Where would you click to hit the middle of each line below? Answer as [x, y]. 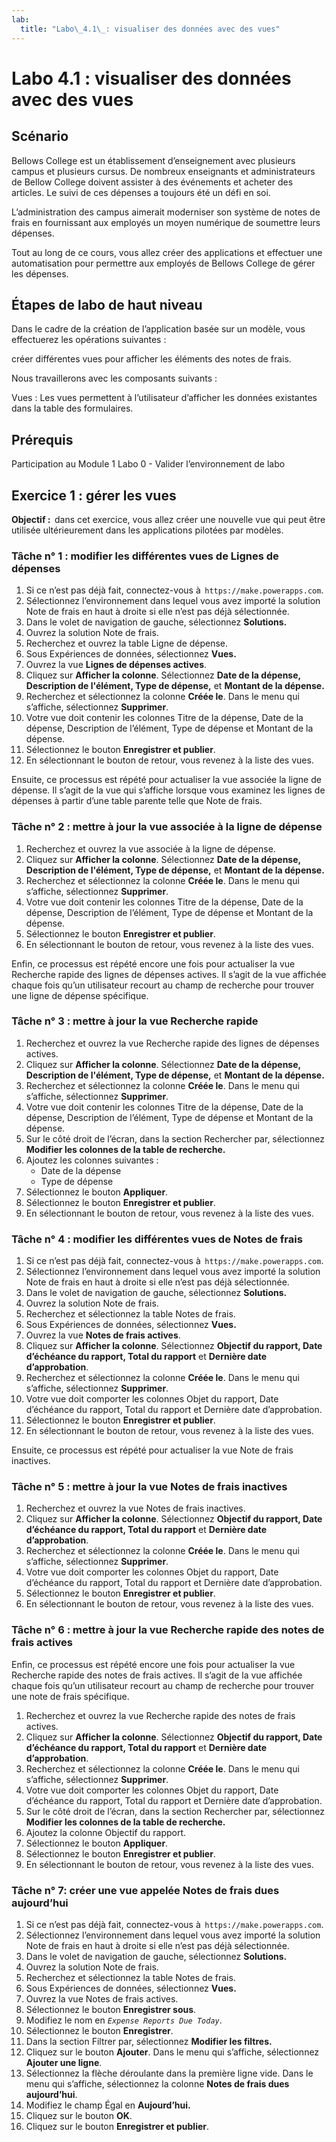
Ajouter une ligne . [64, 2063]
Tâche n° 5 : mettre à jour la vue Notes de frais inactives [149, 1487]
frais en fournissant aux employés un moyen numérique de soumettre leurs [166, 222]
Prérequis [42, 439]
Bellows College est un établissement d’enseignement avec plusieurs [153, 160]
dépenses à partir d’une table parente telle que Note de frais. [137, 801]
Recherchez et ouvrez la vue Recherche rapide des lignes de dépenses [172, 1043]
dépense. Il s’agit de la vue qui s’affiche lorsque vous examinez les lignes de [168, 790]
